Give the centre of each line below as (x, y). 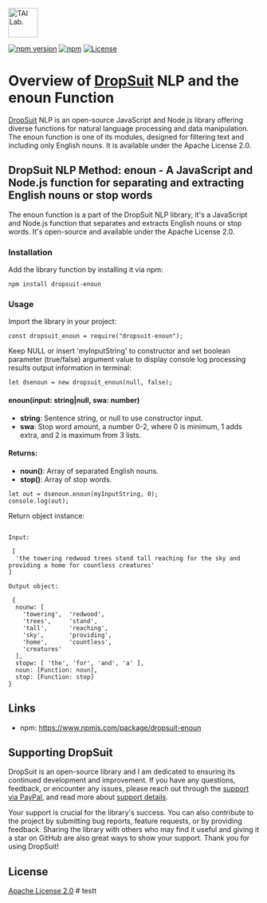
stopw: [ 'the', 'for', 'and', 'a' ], (80, 663)
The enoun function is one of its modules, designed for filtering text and (126, 136)
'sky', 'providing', (67, 635)
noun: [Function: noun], (57, 670)
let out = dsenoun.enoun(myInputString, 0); (83, 494)
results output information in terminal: (70, 368)
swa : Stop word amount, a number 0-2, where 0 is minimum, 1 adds (131, 426)
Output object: (33, 586)
